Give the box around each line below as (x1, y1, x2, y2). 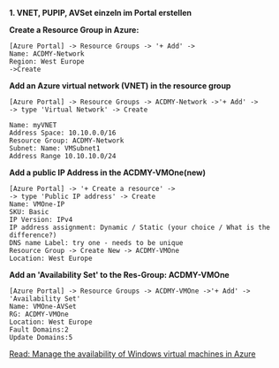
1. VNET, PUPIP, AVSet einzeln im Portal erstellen (9, 8, 192, 18)
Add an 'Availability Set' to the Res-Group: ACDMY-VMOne (9, 270, 230, 280)
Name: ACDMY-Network (9, 50, 86, 58)
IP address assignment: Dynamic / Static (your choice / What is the (9, 223, 271, 232)
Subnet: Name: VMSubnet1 (9, 144, 101, 153)
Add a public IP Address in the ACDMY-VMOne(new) (9, 167, 206, 178)
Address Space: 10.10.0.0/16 (9, 128, 117, 137)
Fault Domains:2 (9, 326, 69, 334)
